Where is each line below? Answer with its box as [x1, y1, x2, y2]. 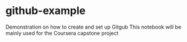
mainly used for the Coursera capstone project [5, 29, 119, 36]
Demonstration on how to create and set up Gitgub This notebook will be [5, 23, 182, 30]
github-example [5, 4, 86, 17]
